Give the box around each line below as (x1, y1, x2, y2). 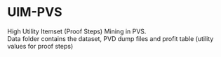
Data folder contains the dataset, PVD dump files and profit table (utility (7, 34, 214, 42)
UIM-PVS (7, 4, 62, 20)
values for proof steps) (7, 42, 74, 50)
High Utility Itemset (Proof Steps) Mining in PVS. (7, 27, 147, 35)
